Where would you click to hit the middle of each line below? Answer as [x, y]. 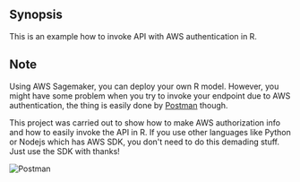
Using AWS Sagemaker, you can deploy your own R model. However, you [144, 86]
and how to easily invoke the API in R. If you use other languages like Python [150, 132]
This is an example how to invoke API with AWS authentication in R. [133, 36]
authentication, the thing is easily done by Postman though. [119, 105]
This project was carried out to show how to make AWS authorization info [145, 122]
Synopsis [36, 15]
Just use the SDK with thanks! [65, 151]
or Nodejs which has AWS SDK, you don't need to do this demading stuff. [145, 142]
